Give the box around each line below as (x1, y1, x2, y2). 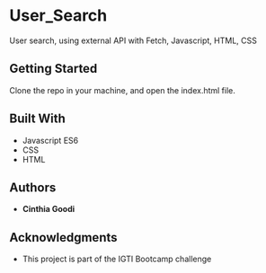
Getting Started (9, 61, 98, 76)
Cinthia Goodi (22, 204, 75, 215)
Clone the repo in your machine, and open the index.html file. (9, 84, 236, 95)
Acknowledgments (9, 230, 119, 245)
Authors (9, 180, 57, 195)
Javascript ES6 (22, 135, 79, 145)
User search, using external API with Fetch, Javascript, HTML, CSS (9, 35, 258, 46)
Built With (9, 111, 66, 127)
